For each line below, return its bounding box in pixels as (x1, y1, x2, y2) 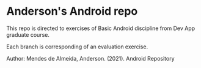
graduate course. (6, 31, 50, 38)
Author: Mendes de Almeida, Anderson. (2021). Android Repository (6, 55, 175, 62)
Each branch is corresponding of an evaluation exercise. (6, 43, 148, 50)
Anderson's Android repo (6, 4, 138, 18)
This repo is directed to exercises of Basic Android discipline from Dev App (6, 25, 196, 32)
